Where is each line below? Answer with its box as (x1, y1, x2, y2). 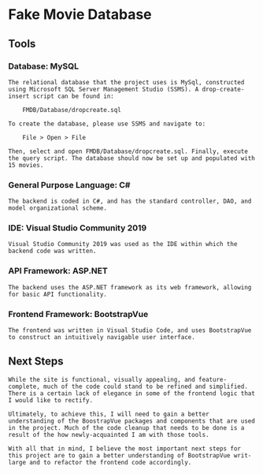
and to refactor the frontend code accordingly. (28, 458, 192, 466)
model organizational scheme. (8, 204, 108, 212)
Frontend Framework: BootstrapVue (8, 308, 149, 319)
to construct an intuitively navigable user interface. (8, 334, 195, 342)
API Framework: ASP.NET (8, 266, 108, 277)
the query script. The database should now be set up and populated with (8, 154, 256, 162)
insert (8, 92, 30, 100)
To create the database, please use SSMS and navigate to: (8, 120, 206, 128)
